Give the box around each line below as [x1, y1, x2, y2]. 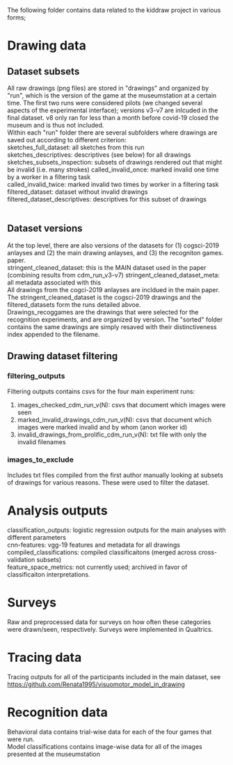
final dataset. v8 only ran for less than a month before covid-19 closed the [7, 114, 219, 121]
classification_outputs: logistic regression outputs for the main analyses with [7, 526, 226, 534]
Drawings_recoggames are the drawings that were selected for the [7, 308, 199, 316]
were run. [7, 735, 35, 743]
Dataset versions [7, 222, 83, 234]
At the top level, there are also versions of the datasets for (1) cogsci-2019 [7, 241, 219, 250]
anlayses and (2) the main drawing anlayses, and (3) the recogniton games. [7, 248, 224, 257]
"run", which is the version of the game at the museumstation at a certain [7, 91, 217, 100]
